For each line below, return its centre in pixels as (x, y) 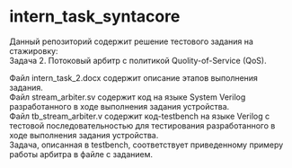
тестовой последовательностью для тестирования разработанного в (142, 125)
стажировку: (34, 50)
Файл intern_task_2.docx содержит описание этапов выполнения (134, 77)
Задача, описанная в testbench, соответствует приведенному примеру (146, 145)
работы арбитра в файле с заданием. (81, 154)
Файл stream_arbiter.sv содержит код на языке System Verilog (128, 97)
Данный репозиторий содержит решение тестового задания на (132, 41)
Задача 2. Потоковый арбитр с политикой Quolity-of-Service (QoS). (138, 60)
